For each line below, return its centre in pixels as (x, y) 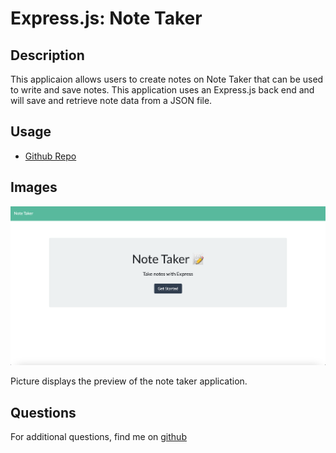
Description (47, 55)
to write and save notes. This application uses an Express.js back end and (162, 90)
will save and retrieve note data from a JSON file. (111, 100)
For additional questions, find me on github (98, 437)
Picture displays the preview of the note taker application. (129, 381)
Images (34, 187)
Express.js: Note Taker (106, 18)
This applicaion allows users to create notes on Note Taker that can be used (167, 79)
